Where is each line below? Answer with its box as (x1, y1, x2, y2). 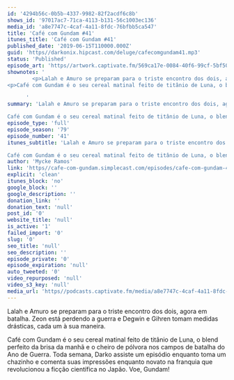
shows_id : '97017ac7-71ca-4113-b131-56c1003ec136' (7, 17, 157, 24)
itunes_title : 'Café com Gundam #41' (7, 36, 117, 43)
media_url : (7, 287, 39, 295)
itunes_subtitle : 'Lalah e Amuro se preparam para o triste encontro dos (7, 139, 226, 146)
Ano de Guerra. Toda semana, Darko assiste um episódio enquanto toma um (7, 350, 226, 358)
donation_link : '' (7, 197, 61, 204)
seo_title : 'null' (7, 242, 61, 250)
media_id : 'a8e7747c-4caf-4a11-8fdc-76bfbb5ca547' (7, 23, 157, 30)
